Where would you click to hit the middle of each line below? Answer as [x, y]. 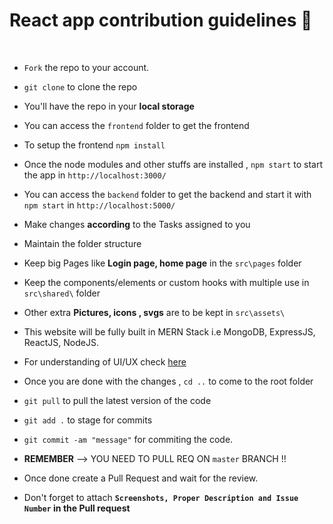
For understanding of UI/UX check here [105, 361]
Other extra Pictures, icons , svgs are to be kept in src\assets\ [154, 312]
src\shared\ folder [62, 293]
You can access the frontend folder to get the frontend [136, 125]
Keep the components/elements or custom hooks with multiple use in [166, 282]
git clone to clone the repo [80, 86]
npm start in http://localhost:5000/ [99, 205]
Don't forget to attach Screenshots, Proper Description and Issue [161, 497]
